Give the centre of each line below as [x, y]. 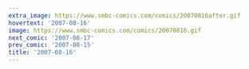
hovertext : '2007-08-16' [49, 23]
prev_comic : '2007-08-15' [51, 45]
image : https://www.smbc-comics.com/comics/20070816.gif [105, 30]
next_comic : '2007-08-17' [51, 38]
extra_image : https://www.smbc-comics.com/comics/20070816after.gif [125, 15]
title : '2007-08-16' [43, 52]
